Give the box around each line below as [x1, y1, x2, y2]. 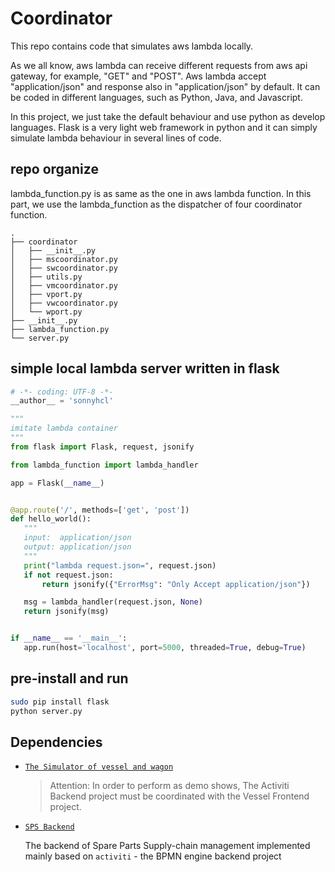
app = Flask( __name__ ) [10, 478, 105, 488]
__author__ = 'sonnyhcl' [10, 396, 114, 406]
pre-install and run [10, 670, 129, 687]
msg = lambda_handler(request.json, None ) [23, 597, 203, 607]
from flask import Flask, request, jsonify [10, 442, 195, 452]
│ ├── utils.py [10, 272, 83, 282]
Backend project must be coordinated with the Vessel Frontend [49, 790, 310, 802]
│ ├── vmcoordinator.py [10, 280, 118, 291]
